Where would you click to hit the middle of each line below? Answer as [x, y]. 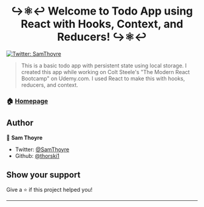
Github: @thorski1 [37, 155]
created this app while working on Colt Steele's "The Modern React [105, 72]
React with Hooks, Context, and [102, 24]
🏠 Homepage [27, 101]
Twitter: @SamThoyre [42, 149]
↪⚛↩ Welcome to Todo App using [102, 11]
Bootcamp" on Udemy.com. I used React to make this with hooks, [103, 78]
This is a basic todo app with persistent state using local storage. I [104, 66]
